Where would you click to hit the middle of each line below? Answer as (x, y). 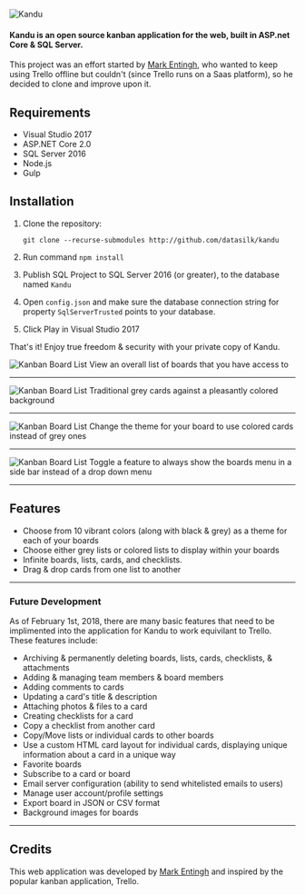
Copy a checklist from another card (89, 725)
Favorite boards (52, 764)
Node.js (37, 164)
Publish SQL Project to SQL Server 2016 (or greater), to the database (151, 274)
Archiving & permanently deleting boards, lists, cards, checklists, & (148, 658)
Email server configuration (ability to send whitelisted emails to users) (153, 783)
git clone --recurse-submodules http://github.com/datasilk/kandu (151, 240)
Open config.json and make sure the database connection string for (151, 302)
